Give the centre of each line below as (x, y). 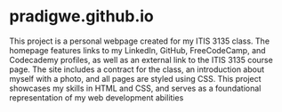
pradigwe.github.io (81, 16)
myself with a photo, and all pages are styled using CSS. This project (135, 78)
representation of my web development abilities (97, 97)
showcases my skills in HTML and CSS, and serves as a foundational (135, 88)
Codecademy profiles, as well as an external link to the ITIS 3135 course (141, 60)
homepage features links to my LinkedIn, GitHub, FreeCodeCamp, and (137, 50)
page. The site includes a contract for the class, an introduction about (137, 69)
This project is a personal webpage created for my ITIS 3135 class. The (139, 41)
